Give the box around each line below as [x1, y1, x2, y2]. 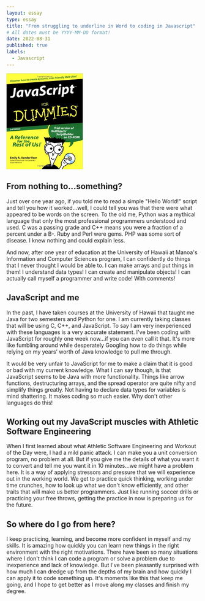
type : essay [6, 16, 37, 23]
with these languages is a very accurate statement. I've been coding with [6, 328, 191, 336]
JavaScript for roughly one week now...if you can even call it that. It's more [6, 335, 195, 342]
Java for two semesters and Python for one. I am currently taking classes [6, 315, 191, 322]
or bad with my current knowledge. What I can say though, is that [6, 366, 171, 374]
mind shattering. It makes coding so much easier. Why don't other [6, 392, 173, 400]
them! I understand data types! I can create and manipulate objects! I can [6, 268, 191, 276]
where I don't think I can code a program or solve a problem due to [6, 555, 175, 562]
